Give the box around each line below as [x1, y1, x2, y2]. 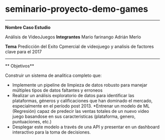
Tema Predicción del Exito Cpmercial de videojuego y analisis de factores [5, 43, 154, 49]
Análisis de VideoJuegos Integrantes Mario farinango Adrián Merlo [5, 34, 141, 40]
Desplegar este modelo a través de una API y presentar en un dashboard [12, 124, 160, 130]
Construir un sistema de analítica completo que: [5, 72, 102, 78]
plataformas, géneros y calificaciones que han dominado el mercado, [12, 98, 153, 104]
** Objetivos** [5, 63, 34, 69]
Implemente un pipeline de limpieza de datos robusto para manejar [12, 82, 148, 88]
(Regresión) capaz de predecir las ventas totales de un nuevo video [12, 108, 149, 114]
